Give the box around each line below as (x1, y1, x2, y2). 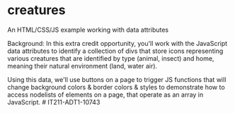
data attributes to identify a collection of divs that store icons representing (7, 47, 224, 55)
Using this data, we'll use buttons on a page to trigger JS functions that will (7, 75, 227, 83)
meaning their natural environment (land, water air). (7, 61, 158, 70)
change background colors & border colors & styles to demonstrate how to (7, 83, 225, 91)
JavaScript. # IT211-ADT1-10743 (7, 97, 101, 106)
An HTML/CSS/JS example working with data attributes (7, 25, 169, 34)
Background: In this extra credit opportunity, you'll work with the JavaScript (7, 39, 228, 47)
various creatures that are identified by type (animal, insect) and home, (7, 54, 214, 62)
